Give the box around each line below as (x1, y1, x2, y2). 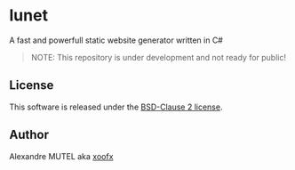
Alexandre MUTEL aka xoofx (9, 150, 114, 161)
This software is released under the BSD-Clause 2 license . (9, 101, 223, 112)
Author (9, 127, 49, 142)
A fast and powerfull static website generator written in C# (9, 35, 224, 45)
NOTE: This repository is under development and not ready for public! (30, 52, 287, 62)
